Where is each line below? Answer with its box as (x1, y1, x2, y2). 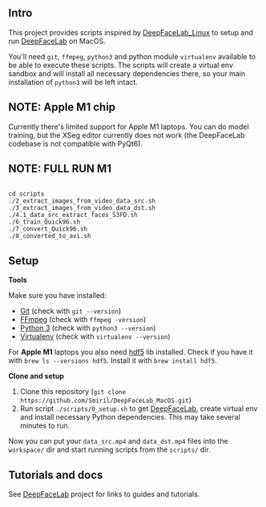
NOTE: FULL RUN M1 (8, 162, 112, 175)
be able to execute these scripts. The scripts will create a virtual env (8, 60, 234, 70)
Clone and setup (8, 372, 64, 381)
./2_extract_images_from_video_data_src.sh (8, 197, 156, 205)
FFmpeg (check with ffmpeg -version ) (19, 315, 147, 324)
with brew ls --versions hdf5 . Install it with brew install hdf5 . (8, 356, 218, 365)
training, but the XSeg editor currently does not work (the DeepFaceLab (8, 130, 245, 139)
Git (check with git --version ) (19, 306, 122, 316)
